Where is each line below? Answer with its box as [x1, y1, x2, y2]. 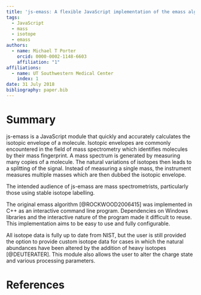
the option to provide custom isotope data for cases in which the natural [6, 238, 184, 245]
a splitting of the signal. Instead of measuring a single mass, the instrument [6, 165, 191, 172]
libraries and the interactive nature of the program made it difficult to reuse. [6, 213, 193, 220]
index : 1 [17, 76, 39, 82]
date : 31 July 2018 [6, 82, 55, 88]
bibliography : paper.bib [6, 87, 68, 93]
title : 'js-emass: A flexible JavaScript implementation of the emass [6, 8, 186, 15]
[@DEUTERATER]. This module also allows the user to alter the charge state [6, 251, 193, 258]
